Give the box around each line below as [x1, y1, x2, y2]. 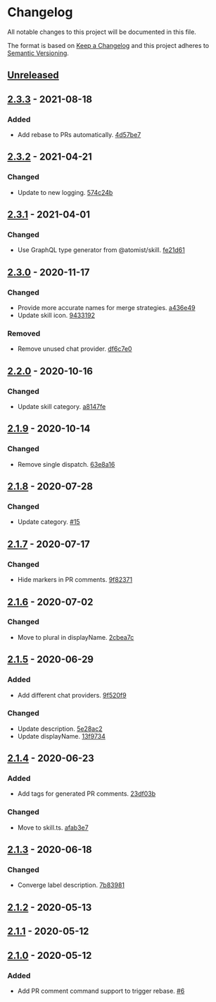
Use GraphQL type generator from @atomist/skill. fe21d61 [17, 246, 185, 254]
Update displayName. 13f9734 [17, 732, 106, 740]
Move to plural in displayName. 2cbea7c [17, 633, 134, 641]
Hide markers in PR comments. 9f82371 [17, 575, 132, 584]
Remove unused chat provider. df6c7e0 [17, 345, 132, 353]
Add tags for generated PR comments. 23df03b [17, 789, 156, 798]
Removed [7, 329, 41, 338]
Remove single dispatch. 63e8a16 [17, 460, 115, 468]
